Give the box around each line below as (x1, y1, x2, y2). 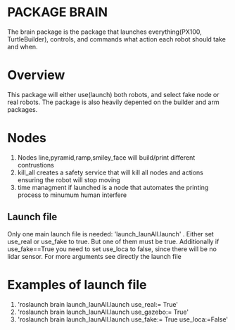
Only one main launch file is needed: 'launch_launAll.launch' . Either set (7, 229, 215, 238)
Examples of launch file (7, 277, 147, 293)
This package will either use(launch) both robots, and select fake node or (7, 90, 220, 99)
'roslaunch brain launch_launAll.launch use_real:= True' (17, 300, 178, 308)
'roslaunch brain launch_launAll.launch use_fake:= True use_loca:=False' (17, 315, 229, 324)
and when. (7, 42, 38, 51)
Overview (7, 68, 65, 83)
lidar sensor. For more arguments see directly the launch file (7, 252, 182, 260)
